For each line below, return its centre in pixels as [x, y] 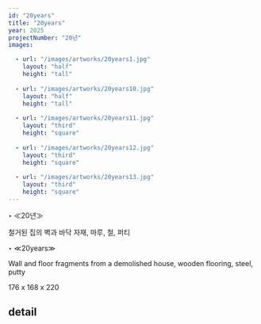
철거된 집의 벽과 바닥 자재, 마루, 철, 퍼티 [69, 232]
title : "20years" [37, 23]
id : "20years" [32, 15]
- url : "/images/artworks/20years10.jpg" [85, 89]
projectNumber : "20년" [45, 38]
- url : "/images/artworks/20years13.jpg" [85, 177]
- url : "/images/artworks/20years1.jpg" [83, 59]
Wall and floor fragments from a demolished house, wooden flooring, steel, [131, 263]
